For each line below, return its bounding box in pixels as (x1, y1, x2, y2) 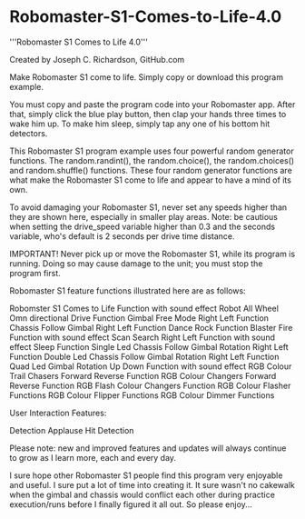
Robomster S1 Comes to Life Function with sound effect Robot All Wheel (9, 303, 280, 314)
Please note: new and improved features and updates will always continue (9, 443, 287, 454)
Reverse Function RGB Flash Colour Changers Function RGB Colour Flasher (9, 380, 291, 391)
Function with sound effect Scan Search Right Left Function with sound (9, 332, 275, 343)
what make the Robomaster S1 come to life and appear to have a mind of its (9, 175, 292, 185)
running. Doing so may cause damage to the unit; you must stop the (9, 257, 263, 269)
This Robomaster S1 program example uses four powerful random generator (9, 145, 294, 156)
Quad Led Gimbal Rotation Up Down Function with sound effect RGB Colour (9, 361, 292, 372)
